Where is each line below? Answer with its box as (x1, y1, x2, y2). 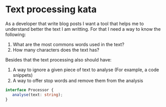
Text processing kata (5, 4, 97, 15)
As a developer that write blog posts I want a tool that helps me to (5, 20, 144, 27)
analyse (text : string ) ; (12, 92, 63, 97)
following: (5, 31, 26, 37)
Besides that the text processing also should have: (5, 56, 112, 62)
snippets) (12, 72, 33, 78)
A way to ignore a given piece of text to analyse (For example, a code (12, 67, 159, 73)
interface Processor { (5, 87, 54, 93)
